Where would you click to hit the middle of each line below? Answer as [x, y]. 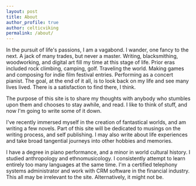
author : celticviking [32, 28]
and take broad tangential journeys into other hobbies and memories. [89, 141]
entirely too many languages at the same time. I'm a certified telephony [92, 165]
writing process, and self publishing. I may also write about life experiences [97, 135]
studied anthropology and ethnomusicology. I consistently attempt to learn [96, 159]
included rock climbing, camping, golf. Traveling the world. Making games [95, 68]
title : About [22, 17]
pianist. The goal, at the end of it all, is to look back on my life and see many [97, 81]
